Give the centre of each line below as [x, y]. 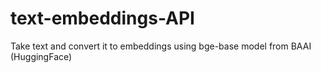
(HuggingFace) [41, 56]
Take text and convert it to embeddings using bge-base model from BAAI [161, 46]
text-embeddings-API [102, 18]
